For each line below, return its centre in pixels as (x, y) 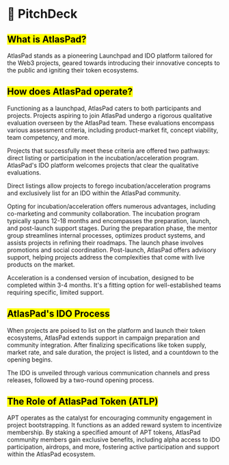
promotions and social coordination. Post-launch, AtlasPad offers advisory (112, 250)
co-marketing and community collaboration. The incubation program (104, 213)
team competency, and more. (49, 137)
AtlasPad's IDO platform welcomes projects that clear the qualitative (103, 165)
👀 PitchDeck (42, 14)
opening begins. (30, 360)
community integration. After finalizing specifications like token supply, (107, 344)
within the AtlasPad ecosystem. (51, 454)
